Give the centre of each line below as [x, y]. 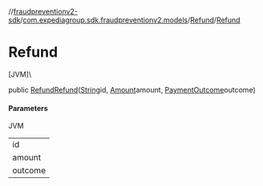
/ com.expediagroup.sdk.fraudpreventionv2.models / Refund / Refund [130, 20]
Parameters [28, 108]
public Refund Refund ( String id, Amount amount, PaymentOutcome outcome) [132, 89]
